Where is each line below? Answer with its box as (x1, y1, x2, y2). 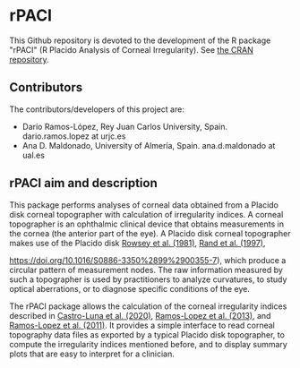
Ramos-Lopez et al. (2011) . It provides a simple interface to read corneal (9, 320, 275, 330)
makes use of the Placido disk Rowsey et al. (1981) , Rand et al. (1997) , (9, 237, 266, 248)
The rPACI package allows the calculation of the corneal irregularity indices (9, 301, 287, 312)
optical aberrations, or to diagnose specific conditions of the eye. (9, 283, 251, 294)
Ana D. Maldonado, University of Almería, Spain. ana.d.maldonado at (21, 140, 276, 150)
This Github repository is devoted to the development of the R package (9, 35, 271, 46)
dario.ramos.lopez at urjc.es (21, 131, 126, 141)
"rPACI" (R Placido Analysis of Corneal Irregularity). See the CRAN (9, 44, 253, 55)
